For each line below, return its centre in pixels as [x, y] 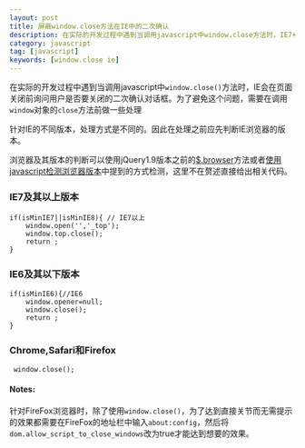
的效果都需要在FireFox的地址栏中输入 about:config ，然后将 [119, 423]
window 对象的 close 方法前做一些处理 [76, 110]
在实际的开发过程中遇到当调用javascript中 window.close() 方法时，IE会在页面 [151, 87]
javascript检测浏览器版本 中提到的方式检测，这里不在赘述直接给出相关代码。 [151, 171]
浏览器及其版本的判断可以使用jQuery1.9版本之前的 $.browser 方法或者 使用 [146, 159]
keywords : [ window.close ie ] [64, 60]
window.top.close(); [64, 234]
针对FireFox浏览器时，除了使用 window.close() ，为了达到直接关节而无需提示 [151, 411]
